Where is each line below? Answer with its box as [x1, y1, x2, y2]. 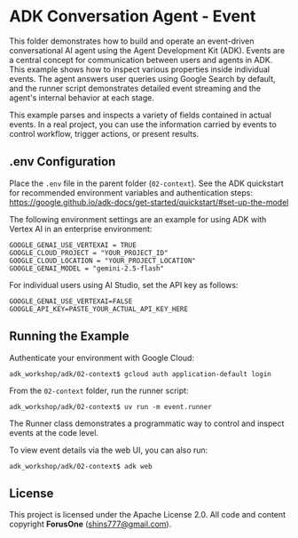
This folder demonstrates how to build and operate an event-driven [9, 36, 255, 46]
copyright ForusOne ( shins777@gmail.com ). [9, 518, 172, 530]
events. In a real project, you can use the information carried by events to [9, 118, 277, 130]
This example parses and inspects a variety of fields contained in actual [9, 109, 272, 120]
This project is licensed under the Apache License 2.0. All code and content [9, 510, 286, 520]
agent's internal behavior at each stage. [9, 92, 155, 103]
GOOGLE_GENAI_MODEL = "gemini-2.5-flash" [9, 264, 165, 273]
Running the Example [9, 329, 130, 344]
